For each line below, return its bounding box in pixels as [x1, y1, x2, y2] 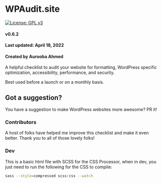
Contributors [5, 119, 37, 126]
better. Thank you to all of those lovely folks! [5, 135, 95, 141]
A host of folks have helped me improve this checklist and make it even [5, 130, 149, 136]
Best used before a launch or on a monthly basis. [5, 79, 105, 85]
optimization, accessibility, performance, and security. [5, 70, 115, 76]
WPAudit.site [5, 3, 60, 15]
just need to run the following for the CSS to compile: [5, 164, 112, 170]
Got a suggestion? [5, 93, 62, 102]
